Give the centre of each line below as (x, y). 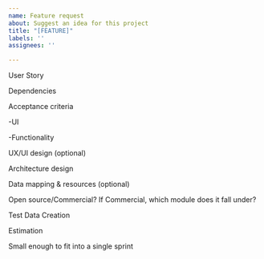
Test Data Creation (39, 215)
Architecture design (41, 168)
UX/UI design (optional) (47, 153)
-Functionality (31, 138)
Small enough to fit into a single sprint (71, 246)
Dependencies (32, 91)
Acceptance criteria (41, 107)
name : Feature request (46, 16)
